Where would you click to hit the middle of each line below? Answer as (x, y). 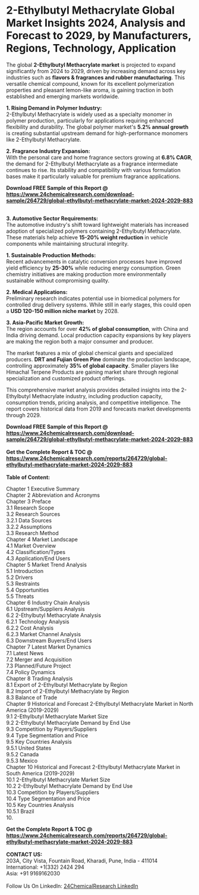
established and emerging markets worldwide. (63, 96)
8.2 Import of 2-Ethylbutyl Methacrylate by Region (68, 691)
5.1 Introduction (25, 571)
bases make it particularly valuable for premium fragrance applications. (94, 176)
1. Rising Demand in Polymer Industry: (54, 108)
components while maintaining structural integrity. (67, 243)
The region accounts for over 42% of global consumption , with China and (97, 328)
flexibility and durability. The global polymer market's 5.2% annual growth (97, 127)
